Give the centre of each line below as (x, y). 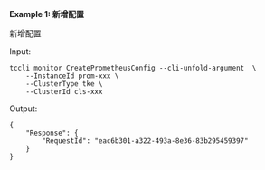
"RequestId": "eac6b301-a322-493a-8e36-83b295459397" (145, 141)
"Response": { (52, 133)
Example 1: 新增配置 (47, 14)
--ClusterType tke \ (64, 84)
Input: (20, 52)
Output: (24, 109)
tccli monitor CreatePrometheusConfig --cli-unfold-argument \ (133, 68)
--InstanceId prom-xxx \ (72, 76)
